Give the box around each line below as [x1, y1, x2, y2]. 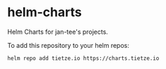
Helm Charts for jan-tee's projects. [7, 27, 108, 36]
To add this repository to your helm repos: [7, 41, 129, 49]
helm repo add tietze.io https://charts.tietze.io [7, 54, 160, 62]
